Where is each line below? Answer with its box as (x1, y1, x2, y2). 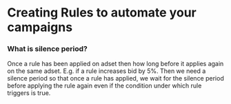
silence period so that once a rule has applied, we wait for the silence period (7, 74, 224, 83)
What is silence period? (7, 44, 88, 54)
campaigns (7, 19, 73, 35)
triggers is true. (7, 89, 51, 97)
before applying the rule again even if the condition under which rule (7, 81, 202, 90)
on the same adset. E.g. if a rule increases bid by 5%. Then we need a (7, 67, 206, 75)
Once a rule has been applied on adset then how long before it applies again (7, 60, 224, 68)
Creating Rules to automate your (7, 5, 197, 21)
